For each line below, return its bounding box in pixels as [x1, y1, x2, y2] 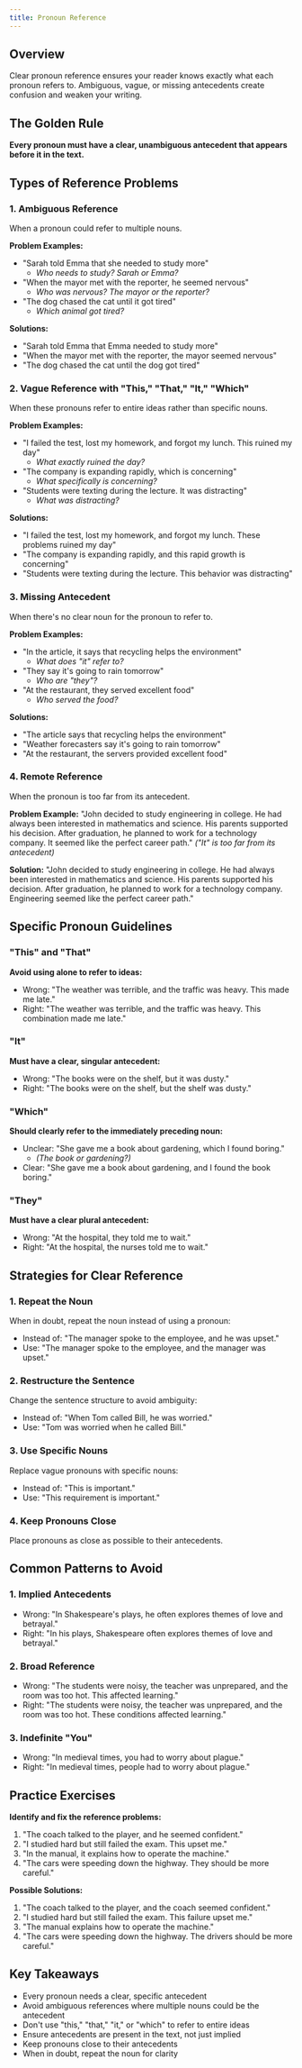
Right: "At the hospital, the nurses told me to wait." [22, 1242, 209, 1253]
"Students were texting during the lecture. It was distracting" [22, 486, 247, 497]
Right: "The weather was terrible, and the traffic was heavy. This [22, 1003, 262, 1014]
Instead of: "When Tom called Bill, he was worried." [22, 1412, 213, 1424]
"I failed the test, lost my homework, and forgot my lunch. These [22, 530, 261, 541]
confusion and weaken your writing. [9, 89, 142, 100]
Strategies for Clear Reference [9, 1268, 184, 1283]
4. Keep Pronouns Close [9, 1515, 117, 1527]
